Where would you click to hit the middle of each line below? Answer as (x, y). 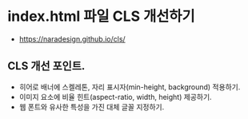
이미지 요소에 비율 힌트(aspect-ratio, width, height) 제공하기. (116, 97)
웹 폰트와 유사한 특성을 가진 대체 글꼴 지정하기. (92, 107)
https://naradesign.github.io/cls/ (72, 39)
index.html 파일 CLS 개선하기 (101, 16)
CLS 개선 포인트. (46, 66)
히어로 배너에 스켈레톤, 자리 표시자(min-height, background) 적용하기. (130, 87)
